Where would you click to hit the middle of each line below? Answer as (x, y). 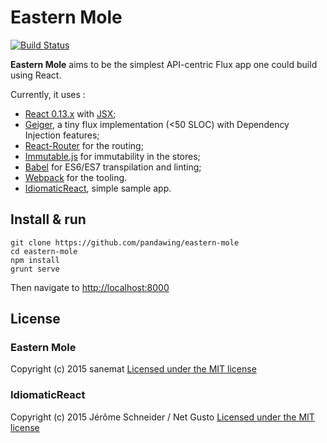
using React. (36, 75)
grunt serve (35, 269)
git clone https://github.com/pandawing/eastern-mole (125, 242)
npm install (35, 260)
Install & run (48, 219)
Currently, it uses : (48, 94)
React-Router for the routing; (84, 145)
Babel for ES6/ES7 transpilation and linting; (113, 167)
